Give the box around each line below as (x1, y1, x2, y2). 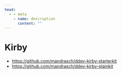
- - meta (9, 12, 27, 17)
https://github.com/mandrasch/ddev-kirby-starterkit (11, 58, 117, 64)
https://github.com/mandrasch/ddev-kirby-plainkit (11, 63, 114, 69)
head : (4, 7, 16, 12)
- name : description (13, 16, 55, 21)
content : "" (17, 21, 42, 26)
